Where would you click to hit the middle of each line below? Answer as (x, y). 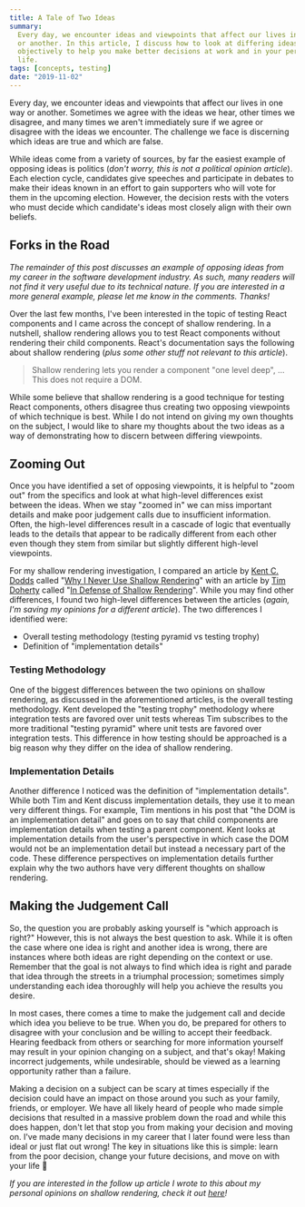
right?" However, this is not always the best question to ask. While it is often (151, 937)
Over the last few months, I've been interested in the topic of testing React (148, 313)
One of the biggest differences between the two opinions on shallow (138, 690)
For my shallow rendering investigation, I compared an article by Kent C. (144, 571)
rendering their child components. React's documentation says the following (152, 342)
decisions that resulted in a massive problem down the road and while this (148, 1117)
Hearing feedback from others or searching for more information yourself (147, 1042)
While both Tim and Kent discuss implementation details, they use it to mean (152, 800)
